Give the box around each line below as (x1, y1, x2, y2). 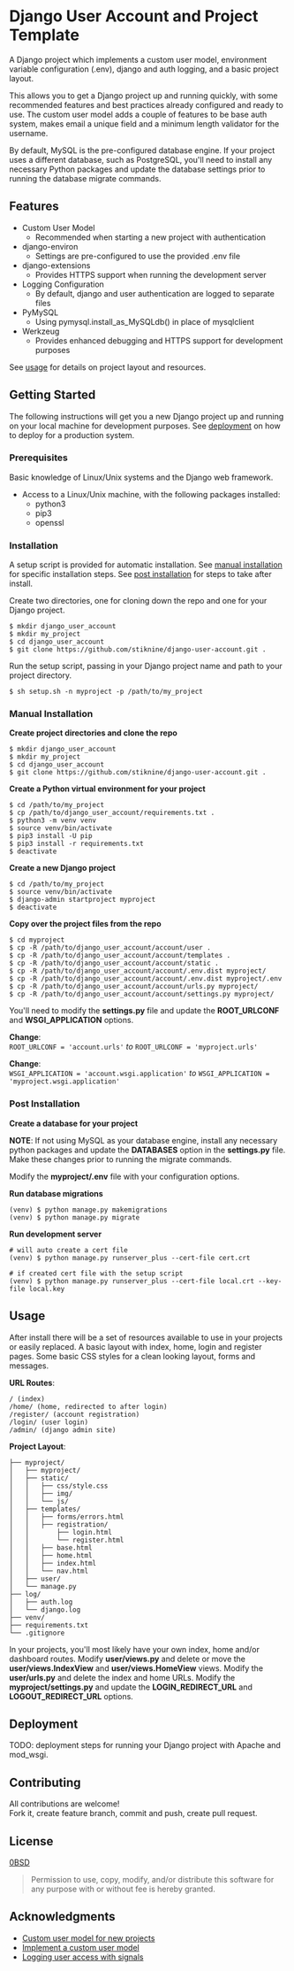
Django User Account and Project (9, 6, 259, 27)
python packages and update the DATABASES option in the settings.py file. (9, 1144, 286, 1155)
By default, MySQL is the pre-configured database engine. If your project (9, 144, 275, 156)
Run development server (9, 1228, 102, 1239)
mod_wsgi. (9, 1750, 49, 1760)
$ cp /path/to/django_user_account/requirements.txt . (9, 808, 215, 818)
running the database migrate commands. (9, 173, 162, 183)
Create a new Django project (9, 863, 117, 874)
